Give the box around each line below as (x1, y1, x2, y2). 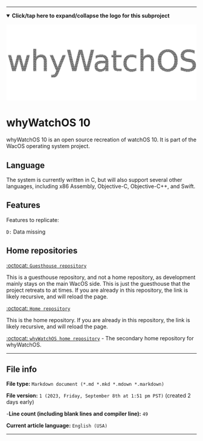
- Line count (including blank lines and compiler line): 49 (6, 410, 148, 417)
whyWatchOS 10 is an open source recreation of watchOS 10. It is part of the (6, 136, 197, 143)
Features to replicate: (6, 216, 59, 223)
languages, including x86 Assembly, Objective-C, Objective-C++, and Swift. (6, 183, 196, 190)
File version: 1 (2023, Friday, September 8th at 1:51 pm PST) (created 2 (6, 392, 192, 399)
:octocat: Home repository (6, 305, 71, 312)
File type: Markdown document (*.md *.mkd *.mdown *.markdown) (6, 380, 164, 388)
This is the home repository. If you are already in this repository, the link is (6, 316, 190, 323)
